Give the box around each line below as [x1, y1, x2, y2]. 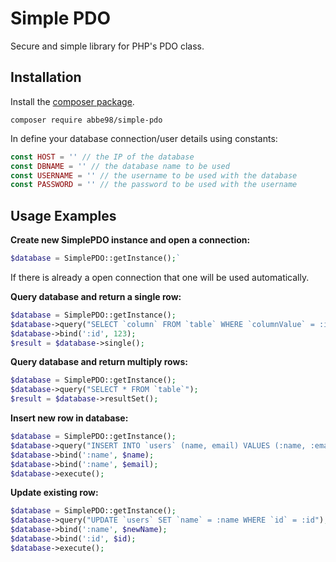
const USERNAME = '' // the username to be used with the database [10, 170, 298, 181]
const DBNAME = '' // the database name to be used [10, 161, 230, 171]
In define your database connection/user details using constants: [10, 132, 278, 144]
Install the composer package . [10, 95, 135, 107]
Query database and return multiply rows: [10, 356, 188, 368]
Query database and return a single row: [10, 290, 182, 302]
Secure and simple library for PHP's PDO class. [10, 40, 205, 52]
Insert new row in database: [10, 412, 129, 424]
